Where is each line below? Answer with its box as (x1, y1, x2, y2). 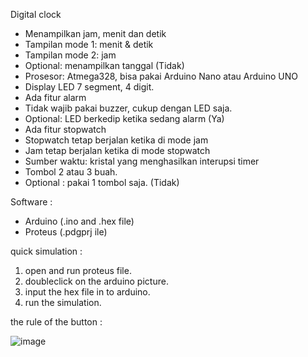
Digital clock (10, 9, 62, 20)
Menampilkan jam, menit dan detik (24, 28, 167, 39)
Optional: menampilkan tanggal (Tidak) (24, 60, 185, 71)
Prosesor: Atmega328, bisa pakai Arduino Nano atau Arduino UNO (24, 70, 299, 82)
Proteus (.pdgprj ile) (24, 226, 108, 238)
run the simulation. (24, 297, 102, 308)
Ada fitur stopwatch (24, 124, 107, 135)
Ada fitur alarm (24, 92, 87, 103)
